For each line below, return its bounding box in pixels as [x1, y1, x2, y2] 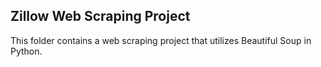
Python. [10, 45, 43, 57]
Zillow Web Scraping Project [10, 8, 191, 25]
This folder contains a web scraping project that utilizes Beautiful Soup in [10, 34, 312, 46]
